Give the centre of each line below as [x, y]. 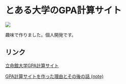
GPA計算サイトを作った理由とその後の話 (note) [55, 76]
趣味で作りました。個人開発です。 [41, 35]
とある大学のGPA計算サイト [64, 10]
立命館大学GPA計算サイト [32, 65]
